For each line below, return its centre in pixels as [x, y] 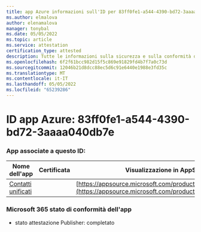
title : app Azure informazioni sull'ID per [61, 12]
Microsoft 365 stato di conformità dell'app [69, 209]
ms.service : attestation [37, 46]
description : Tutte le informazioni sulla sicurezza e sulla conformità [99, 56]
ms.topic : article [29, 40]
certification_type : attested [44, 51]
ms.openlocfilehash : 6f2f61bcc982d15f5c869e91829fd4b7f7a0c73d [87, 62]
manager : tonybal [28, 28]
